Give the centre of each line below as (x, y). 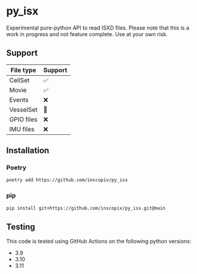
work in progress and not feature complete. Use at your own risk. (87, 34)
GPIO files (23, 119)
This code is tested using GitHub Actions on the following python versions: (99, 241)
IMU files (22, 129)
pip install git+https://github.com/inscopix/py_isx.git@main (86, 208)
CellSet (20, 80)
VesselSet (23, 110)
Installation (28, 151)
